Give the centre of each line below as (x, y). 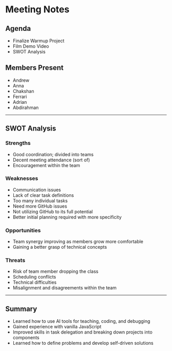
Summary (21, 309)
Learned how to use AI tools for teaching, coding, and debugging (81, 321)
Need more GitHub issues (40, 206)
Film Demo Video (31, 46)
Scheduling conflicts (34, 277)
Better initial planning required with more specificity (67, 217)
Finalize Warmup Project (38, 41)
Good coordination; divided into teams (53, 154)
